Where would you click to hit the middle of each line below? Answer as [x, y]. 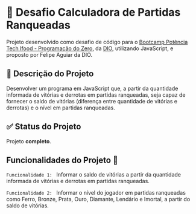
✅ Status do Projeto [44, 127]
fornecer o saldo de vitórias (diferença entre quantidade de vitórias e [92, 101]
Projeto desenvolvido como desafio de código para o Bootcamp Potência [97, 42]
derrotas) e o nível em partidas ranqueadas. [61, 108]
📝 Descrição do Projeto [50, 74]
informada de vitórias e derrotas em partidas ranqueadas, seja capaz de [96, 95]
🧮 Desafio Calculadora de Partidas [93, 12]
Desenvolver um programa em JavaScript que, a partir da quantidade [92, 88]
